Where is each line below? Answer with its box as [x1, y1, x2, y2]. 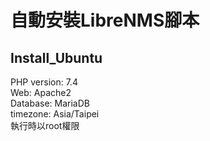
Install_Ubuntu [10, 49, 103, 66]
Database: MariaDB [10, 97, 90, 109]
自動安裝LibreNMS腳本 [10, 9, 200, 32]
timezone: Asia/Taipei [10, 108, 100, 120]
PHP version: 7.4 [10, 76, 78, 88]
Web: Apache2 [10, 87, 72, 98]
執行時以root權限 [10, 120, 80, 131]
